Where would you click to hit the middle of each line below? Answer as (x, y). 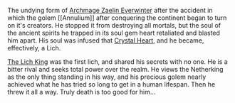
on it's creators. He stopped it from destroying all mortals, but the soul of (114, 25)
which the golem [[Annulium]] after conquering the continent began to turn (117, 18)
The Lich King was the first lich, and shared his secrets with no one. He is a (117, 62)
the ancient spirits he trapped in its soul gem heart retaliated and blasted (114, 33)
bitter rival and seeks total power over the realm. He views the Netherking (115, 69)
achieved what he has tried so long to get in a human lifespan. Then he (111, 84)
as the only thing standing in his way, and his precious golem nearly (107, 77)
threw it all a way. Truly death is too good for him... (82, 92)
